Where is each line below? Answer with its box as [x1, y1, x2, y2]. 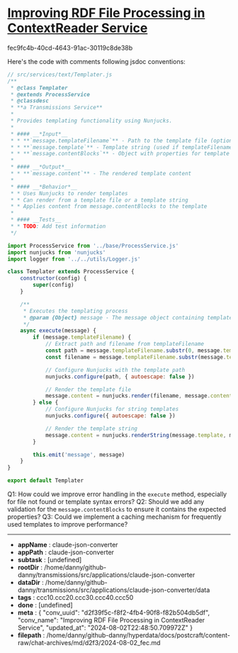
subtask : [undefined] [17, 556, 82, 564]
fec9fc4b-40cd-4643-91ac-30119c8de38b [7, 43, 133, 52]
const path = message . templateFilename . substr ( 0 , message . [45, 347, 223, 354]
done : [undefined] [17, 601, 73, 610]
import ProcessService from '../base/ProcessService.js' [7, 242, 179, 249]
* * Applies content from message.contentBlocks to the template [10, 203, 208, 210]
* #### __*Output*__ [10, 163, 72, 171]
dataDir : [17, 578, 44, 587]
